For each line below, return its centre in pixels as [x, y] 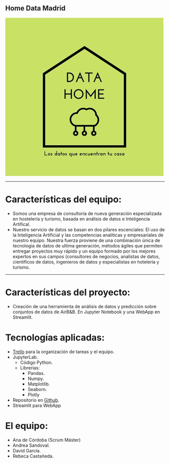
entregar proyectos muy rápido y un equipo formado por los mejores [84, 251]
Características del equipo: [63, 199]
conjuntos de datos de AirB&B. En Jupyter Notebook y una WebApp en [86, 312]
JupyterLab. [25, 357]
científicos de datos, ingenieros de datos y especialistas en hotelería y [86, 262]
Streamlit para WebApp [37, 405]
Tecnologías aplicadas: [55, 337]
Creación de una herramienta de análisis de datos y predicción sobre [84, 306]
